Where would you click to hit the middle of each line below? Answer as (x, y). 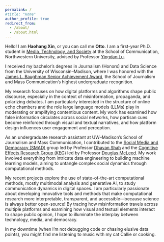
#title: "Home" (21, 14)
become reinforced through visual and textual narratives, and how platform (81, 122)
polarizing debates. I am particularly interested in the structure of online (78, 102)
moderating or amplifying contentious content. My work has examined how (81, 112)
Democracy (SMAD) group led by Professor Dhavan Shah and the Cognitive (82, 148)
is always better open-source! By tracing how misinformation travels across (82, 204)
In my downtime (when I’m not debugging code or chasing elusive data (77, 229)
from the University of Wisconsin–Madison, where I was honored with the (79, 71)
